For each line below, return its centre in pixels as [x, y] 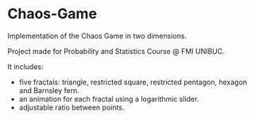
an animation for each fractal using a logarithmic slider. [109, 99]
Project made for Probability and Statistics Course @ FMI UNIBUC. [116, 51]
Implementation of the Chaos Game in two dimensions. [97, 36]
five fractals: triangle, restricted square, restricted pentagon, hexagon [133, 82]
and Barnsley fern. [49, 90]
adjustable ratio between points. [71, 107]
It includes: [25, 66]
